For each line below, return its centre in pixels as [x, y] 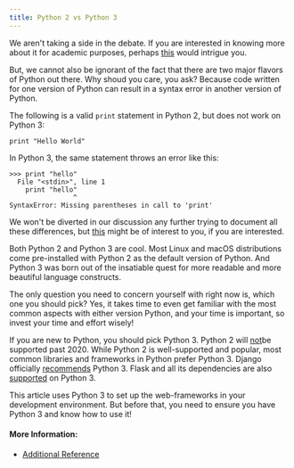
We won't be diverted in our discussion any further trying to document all [143, 222]
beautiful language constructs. [65, 276]
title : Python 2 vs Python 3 [63, 17]
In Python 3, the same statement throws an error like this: [114, 158]
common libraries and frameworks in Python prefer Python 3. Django [135, 358]
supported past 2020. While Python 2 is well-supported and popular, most [146, 349]
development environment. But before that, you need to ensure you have [143, 404]
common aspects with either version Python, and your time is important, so [147, 313]
